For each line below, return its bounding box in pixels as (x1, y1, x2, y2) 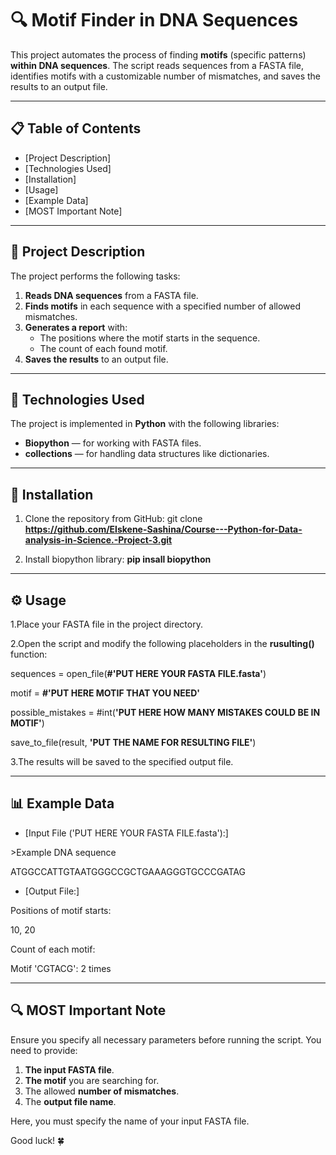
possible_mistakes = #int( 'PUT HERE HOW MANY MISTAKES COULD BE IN (10, 707, 321, 718)
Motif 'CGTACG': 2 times (10, 962, 112, 974)
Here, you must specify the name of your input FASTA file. (10, 1115, 250, 1127)
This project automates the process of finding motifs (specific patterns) (10, 48, 307, 61)
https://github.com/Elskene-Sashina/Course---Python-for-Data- (24, 523, 303, 536)
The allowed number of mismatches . (24, 1085, 180, 1097)
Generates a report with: (24, 321, 128, 333)
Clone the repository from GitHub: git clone (24, 513, 203, 525)
